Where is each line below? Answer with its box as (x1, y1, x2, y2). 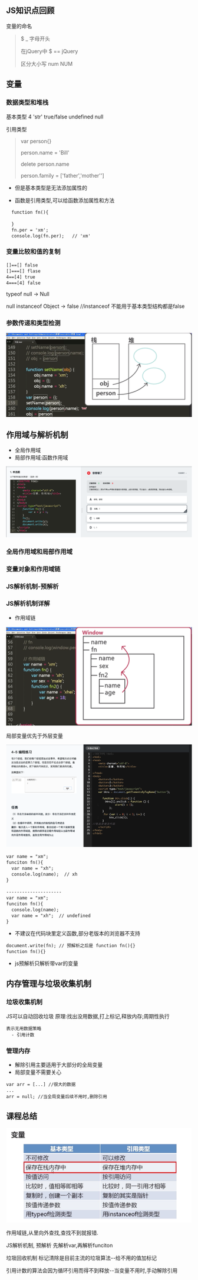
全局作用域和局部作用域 (6, 547, 72, 555)
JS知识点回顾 (6, 5, 55, 16)
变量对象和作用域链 (6, 565, 61, 573)
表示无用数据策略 (6, 1025, 42, 1031)
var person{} (20, 137, 52, 144)
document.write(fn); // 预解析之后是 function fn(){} (6, 943, 136, 948)
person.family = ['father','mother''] (20, 172, 104, 179)
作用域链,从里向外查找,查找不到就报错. (6, 1229, 99, 1236)
